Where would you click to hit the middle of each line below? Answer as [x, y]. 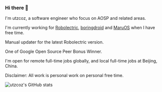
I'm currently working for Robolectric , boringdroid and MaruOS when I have [80, 28]
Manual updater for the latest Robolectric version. [54, 42]
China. [12, 66]
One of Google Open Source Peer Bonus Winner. [54, 52]
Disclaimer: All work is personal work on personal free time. [64, 76]
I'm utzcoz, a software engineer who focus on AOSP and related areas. [76, 18]
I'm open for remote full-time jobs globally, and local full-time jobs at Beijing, [81, 61]
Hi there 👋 [17, 8]
